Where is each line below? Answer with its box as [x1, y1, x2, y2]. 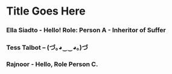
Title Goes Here [6, 4, 86, 18]
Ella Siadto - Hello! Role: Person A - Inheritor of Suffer [6, 26, 166, 35]
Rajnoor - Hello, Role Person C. [6, 59, 98, 68]
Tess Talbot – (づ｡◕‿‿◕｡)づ [6, 44, 89, 52]
